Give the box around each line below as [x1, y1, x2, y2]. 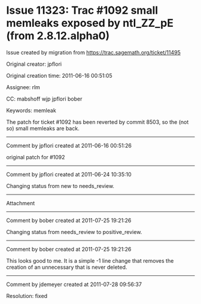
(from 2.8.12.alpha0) [6, 29, 110, 42]
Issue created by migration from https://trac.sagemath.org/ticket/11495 [6, 48, 181, 56]
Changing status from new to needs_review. [6, 182, 115, 189]
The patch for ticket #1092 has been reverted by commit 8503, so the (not [6, 118, 189, 126]
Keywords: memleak [6, 107, 57, 114]
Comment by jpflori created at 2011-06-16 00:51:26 [6, 142, 132, 149]
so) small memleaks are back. [6, 124, 80, 132]
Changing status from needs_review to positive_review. [6, 228, 142, 235]
